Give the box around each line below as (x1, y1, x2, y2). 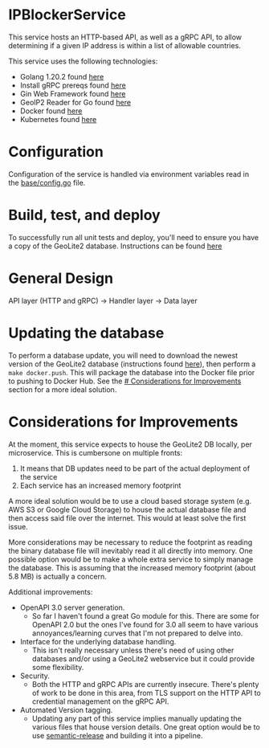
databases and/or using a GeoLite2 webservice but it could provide (31, 653, 255, 664)
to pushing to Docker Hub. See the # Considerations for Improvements (8, 376, 242, 386)
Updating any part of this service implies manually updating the (31, 713, 243, 723)
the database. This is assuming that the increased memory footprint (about (8, 562, 256, 572)
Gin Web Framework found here (19, 88, 126, 98)
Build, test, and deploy (8, 206, 161, 224)
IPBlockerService (8, 6, 126, 24)
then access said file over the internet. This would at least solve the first (8, 513, 247, 523)
